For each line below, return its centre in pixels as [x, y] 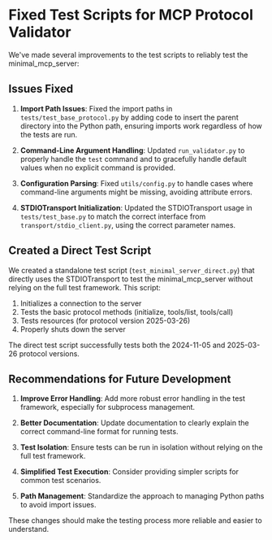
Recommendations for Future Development [120, 379]
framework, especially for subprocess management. [108, 407]
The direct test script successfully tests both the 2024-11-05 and [117, 345]
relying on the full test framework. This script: [84, 287]
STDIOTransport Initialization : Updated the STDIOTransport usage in [136, 207]
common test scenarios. [60, 481]
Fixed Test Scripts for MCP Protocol [131, 15]
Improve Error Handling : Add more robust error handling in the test [133, 398]
